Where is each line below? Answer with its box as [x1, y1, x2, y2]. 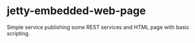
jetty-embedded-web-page [7, 4, 146, 18]
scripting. [7, 29, 30, 37]
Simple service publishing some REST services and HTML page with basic [7, 24, 190, 31]
